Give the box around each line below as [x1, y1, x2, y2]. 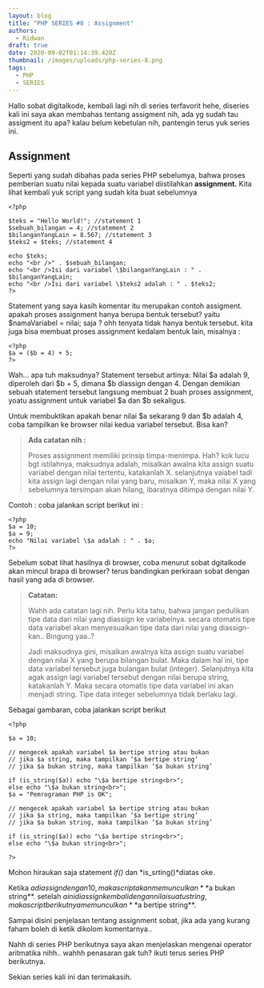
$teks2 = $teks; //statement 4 [8, 238, 113, 247]
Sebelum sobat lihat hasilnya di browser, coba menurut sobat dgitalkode [8, 558, 246, 568]
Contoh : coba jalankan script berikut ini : [8, 500, 144, 510]
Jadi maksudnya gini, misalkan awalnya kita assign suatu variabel [27, 647, 244, 657]
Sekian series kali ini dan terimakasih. [8, 972, 132, 982]
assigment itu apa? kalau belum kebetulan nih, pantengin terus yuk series [8, 118, 250, 127]
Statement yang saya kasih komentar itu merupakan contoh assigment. [8, 301, 242, 311]
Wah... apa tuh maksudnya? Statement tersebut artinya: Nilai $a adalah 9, [8, 370, 250, 380]
